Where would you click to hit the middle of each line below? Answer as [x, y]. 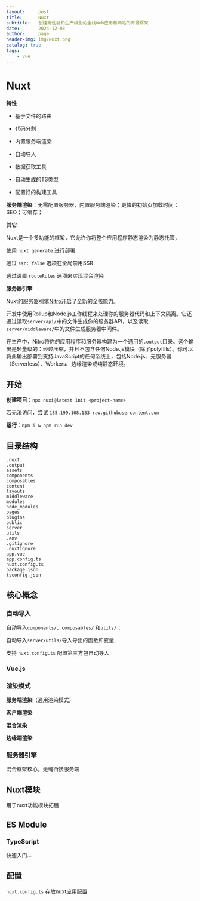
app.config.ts [24, 559]
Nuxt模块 [23, 790]
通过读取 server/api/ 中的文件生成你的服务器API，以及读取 [78, 321]
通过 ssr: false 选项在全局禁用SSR [50, 263]
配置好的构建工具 [36, 192]
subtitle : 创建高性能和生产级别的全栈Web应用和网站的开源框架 [77, 23]
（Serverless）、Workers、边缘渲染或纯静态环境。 [68, 364]
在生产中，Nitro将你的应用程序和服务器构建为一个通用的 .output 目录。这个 [98, 341]
